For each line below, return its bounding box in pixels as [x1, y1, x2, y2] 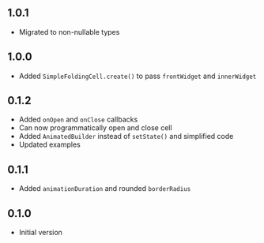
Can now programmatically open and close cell [18, 123, 172, 133]
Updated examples [18, 140, 81, 149]
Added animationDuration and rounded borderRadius [18, 184, 191, 193]
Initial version [18, 228, 62, 237]
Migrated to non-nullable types [18, 27, 120, 36]
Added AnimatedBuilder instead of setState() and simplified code [18, 132, 234, 141]
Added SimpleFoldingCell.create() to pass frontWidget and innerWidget [18, 71, 257, 80]
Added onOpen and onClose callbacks [18, 114, 138, 125]
